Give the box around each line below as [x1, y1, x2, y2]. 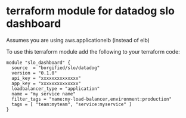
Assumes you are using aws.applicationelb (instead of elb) [6, 36, 150, 44]
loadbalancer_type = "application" [11, 85, 100, 92]
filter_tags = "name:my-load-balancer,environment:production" [11, 96, 172, 102]
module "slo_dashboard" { [6, 60, 70, 66]
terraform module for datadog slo [6, 4, 175, 18]
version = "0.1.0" [11, 70, 58, 76]
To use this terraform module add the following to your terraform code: [6, 48, 180, 55]
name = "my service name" [11, 91, 76, 97]
